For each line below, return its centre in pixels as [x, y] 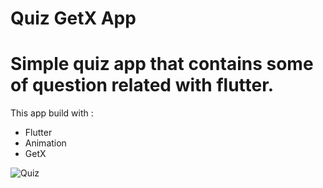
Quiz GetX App [73, 18]
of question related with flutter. [142, 85]
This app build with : [52, 113]
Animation [45, 143]
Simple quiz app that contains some [162, 64]
